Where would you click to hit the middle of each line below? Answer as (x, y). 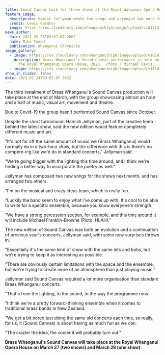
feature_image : (21, 14)
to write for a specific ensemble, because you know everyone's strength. (79, 205)
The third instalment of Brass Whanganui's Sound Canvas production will (79, 92)
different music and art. (29, 132)
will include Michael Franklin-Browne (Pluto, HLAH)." (58, 220)
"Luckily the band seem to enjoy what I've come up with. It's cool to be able (82, 200)
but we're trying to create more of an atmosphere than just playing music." (80, 269)
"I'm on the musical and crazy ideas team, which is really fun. (67, 190)
